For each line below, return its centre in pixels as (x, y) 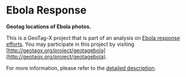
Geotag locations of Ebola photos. (49, 26)
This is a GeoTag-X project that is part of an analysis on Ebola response (93, 38)
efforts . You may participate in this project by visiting (70, 44)
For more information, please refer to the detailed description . (81, 68)
